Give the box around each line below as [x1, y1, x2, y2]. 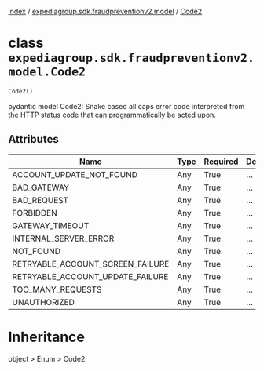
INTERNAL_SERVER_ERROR [12, 233, 115, 244]
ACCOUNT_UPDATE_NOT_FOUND [12, 169, 137, 180]
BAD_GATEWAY [12, 182, 69, 193]
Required [203, 156, 239, 167]
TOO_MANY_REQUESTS [12, 284, 102, 295]
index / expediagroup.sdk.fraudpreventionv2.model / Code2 [8, 7, 203, 16]
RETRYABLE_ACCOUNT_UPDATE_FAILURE [12, 271, 169, 282]
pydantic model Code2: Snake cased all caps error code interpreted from [8, 101, 245, 111]
